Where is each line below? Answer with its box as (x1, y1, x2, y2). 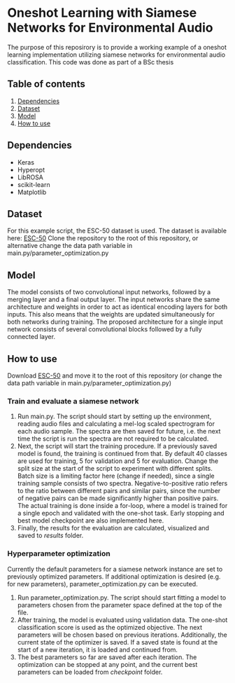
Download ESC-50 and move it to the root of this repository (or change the (7, 371, 222, 380)
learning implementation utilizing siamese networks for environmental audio (7, 50, 226, 59)
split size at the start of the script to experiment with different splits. (17, 464, 213, 473)
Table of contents (7, 78, 85, 90)
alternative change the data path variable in (7, 242, 133, 250)
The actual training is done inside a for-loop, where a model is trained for (17, 502, 228, 510)
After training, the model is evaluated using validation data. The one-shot (17, 615, 228, 624)
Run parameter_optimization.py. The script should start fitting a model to (17, 593, 227, 602)
